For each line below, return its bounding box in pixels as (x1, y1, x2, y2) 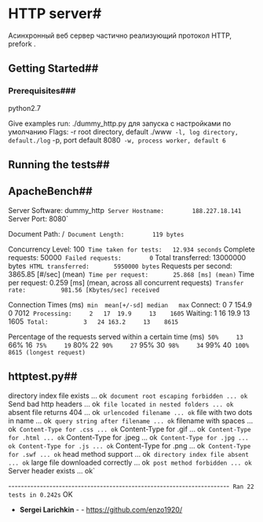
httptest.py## (8, 370, 78, 384)
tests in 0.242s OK (8, 489, 73, 499)
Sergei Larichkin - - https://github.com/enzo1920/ (19, 505, 183, 514)
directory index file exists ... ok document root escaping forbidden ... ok (8, 391, 248, 400)
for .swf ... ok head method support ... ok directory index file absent (8, 449, 250, 458)
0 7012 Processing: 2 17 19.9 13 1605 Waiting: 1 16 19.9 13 (8, 308, 250, 318)
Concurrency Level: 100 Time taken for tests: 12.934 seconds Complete (8, 244, 255, 254)
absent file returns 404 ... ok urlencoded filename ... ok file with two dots (8, 407, 253, 417)
